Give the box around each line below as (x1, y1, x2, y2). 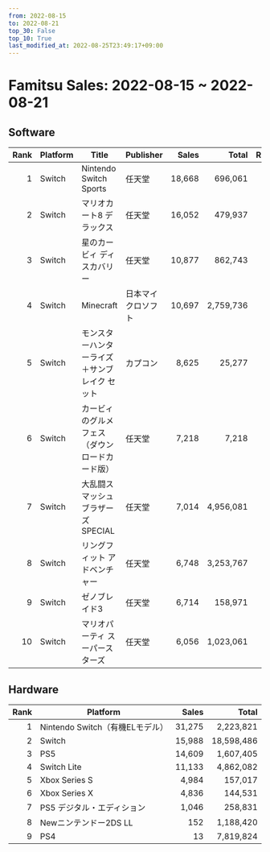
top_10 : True (8, 34, 52, 43)
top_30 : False (8, 27, 56, 35)
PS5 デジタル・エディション (39, 802, 146, 813)
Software (8, 126, 55, 139)
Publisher (125, 150, 163, 161)
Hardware (8, 682, 59, 697)
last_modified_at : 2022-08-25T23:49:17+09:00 (8, 42, 163, 50)
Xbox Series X (39, 787, 94, 798)
